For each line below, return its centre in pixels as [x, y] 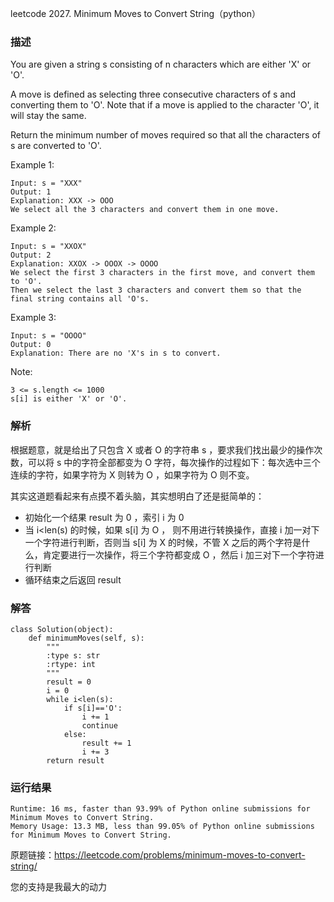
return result [75, 760]
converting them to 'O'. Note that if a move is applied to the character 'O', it [165, 105]
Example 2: [33, 228]
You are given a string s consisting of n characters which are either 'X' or [161, 64]
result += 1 [106, 743]
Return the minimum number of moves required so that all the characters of [165, 135]
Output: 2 [31, 255]
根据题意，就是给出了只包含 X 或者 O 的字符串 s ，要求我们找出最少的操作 [162, 449]
